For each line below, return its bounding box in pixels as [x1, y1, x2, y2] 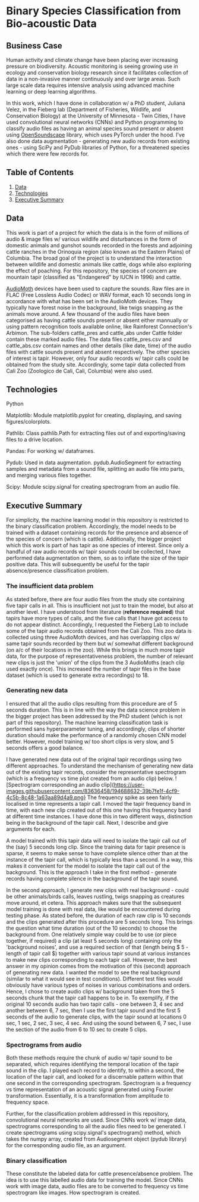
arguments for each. [6, 825, 56, 833]
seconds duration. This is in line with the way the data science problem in [6, 706, 186, 713]
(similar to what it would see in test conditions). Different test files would [6, 975, 183, 982]
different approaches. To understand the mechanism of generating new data [6, 762, 194, 769]
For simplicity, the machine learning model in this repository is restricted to [6, 517, 189, 524]
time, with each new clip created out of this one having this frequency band [6, 806, 191, 813]
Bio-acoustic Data [6, 17, 97, 30]
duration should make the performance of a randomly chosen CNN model [6, 731, 187, 738]
